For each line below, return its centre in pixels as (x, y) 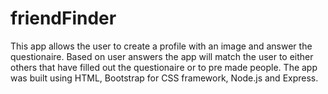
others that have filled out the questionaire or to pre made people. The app (164, 67)
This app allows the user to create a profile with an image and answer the (161, 46)
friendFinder (63, 18)
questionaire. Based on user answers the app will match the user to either (162, 56)
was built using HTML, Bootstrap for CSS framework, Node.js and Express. (164, 78)
